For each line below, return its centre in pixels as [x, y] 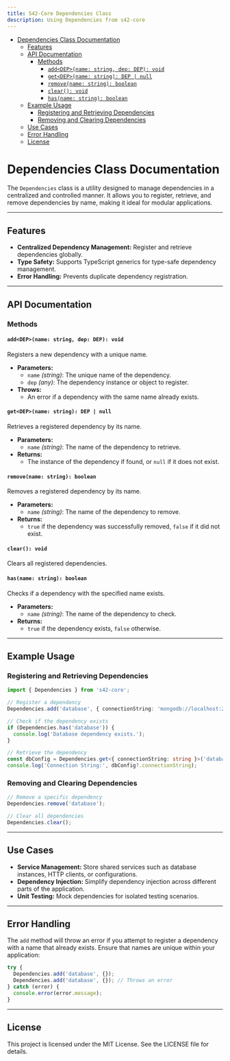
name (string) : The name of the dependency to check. [102, 614]
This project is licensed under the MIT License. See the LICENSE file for [108, 1044]
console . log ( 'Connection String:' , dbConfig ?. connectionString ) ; [102, 766]
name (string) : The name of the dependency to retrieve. [104, 447]
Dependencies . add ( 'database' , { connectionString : [81, 709]
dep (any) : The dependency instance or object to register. [108, 382]
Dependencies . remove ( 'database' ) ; [56, 804]
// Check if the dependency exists [58, 721]
